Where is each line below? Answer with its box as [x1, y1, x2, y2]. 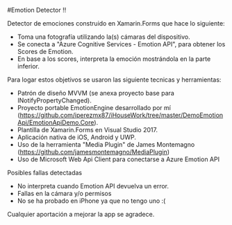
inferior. [17, 62, 40, 70]
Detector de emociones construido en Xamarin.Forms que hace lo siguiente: [7, 19, 225, 27]
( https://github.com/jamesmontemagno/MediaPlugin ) [17, 148, 170, 156]
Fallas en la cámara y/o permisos [17, 190, 112, 197]
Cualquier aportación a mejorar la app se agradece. [7, 210, 155, 218]
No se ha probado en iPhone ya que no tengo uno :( [17, 197, 166, 205]
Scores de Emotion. [17, 48, 74, 55]
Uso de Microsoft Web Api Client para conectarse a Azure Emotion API [17, 155, 220, 163]
